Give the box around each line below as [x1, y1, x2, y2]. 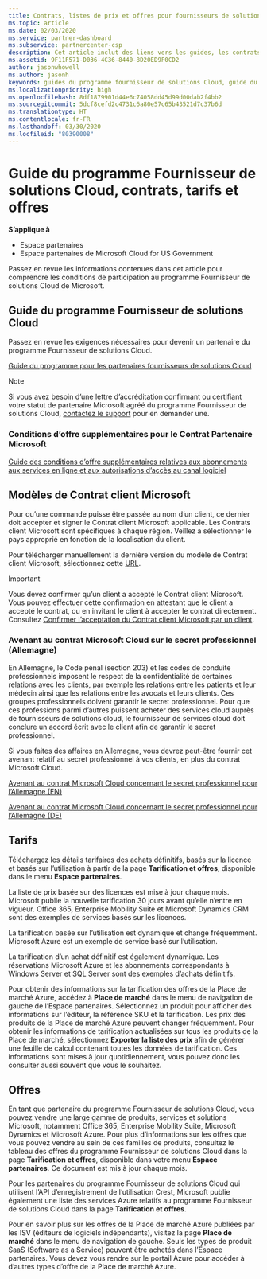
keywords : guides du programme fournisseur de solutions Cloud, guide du [8, 78, 258, 86]
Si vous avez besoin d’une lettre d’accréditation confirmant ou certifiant [8, 392, 242, 402]
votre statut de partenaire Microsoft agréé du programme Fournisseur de [8, 400, 247, 410]
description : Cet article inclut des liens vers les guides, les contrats [8, 49, 261, 57]
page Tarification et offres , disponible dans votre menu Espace [8, 1155, 218, 1164]
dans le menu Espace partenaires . [8, 872, 122, 881]
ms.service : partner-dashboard [8, 33, 112, 42]
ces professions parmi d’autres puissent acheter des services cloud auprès [8, 705, 254, 715]
